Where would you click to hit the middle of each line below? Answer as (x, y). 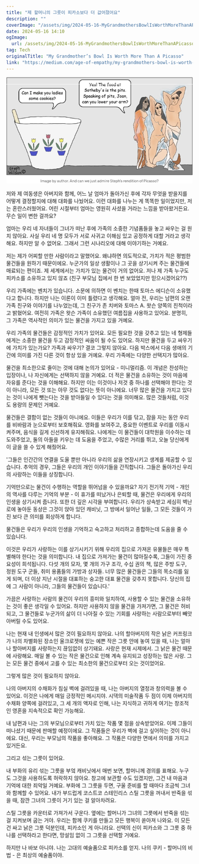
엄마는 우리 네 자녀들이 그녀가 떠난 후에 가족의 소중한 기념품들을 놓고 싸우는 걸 (96, 229)
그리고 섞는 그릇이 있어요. (36, 758)
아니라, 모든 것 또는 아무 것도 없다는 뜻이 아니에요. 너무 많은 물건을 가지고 (97, 390)
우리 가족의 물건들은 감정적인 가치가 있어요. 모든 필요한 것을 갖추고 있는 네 (91, 333)
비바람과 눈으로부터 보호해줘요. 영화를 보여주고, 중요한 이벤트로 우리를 (93, 425)
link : (13, 62)
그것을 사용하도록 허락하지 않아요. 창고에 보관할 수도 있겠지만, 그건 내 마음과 (100, 778)
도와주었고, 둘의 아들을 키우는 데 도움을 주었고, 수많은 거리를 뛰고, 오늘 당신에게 (98, 440)
